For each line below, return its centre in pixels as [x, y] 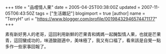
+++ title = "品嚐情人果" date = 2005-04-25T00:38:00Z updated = [73, 7]
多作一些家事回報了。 [27, 46]
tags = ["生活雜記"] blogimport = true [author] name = [90, 13]
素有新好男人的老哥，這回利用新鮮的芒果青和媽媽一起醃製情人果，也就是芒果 [83, 34]
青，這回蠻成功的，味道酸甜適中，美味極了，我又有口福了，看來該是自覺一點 [83, 40]
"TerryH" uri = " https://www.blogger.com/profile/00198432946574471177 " [81, 19]
